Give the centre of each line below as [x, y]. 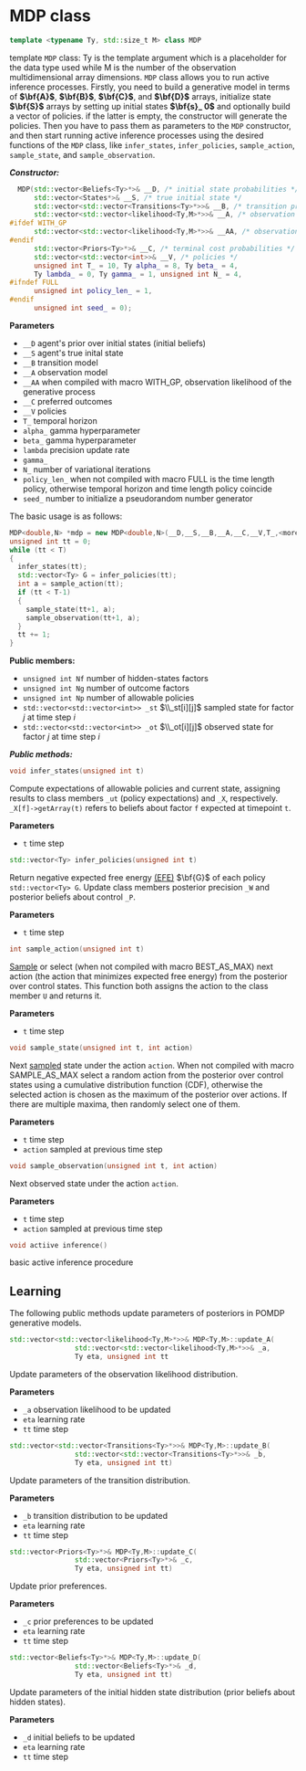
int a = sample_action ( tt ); [71, 584]
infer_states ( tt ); [53, 567]
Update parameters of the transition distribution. [100, 1480]
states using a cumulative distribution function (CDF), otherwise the [136, 1084]
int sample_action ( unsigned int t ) [77, 949]
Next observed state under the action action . [94, 1183]
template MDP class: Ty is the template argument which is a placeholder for [148, 58]
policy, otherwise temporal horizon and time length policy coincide [148, 489]
